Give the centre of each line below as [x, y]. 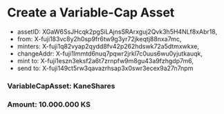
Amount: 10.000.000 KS [49, 104]
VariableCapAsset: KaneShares [61, 86]
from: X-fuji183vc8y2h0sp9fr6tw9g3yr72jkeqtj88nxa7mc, [99, 38]
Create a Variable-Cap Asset [91, 13]
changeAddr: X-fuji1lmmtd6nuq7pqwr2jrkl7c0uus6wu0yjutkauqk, [110, 54]
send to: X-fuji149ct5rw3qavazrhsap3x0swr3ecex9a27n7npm [105, 68]
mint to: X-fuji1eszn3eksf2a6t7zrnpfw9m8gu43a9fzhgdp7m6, [105, 60]
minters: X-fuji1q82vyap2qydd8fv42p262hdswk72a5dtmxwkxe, [108, 46]
